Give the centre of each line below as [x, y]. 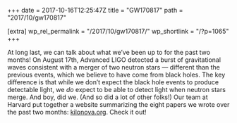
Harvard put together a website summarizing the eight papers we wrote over [119, 104]
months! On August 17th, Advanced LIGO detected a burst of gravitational [114, 60]
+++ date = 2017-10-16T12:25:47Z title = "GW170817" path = [95, 10]
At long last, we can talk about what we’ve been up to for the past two [109, 52]
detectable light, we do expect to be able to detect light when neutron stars [116, 90]
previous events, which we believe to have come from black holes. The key [116, 75]
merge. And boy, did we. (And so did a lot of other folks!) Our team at [108, 97]
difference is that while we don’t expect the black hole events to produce [113, 82]
